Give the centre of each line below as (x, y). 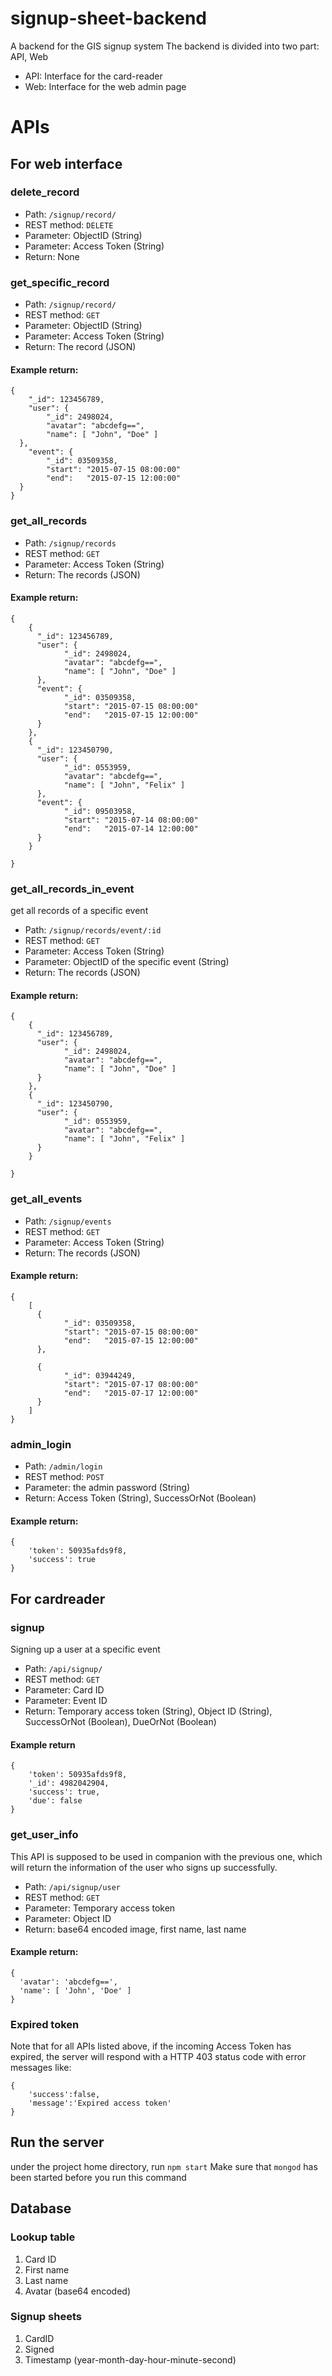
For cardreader (58, 1598)
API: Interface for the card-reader (93, 76)
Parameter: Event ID (66, 1700)
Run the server (57, 2142)
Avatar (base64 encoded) (78, 2291)
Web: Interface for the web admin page (105, 86)
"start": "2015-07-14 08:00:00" (131, 820)
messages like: (41, 2067)
